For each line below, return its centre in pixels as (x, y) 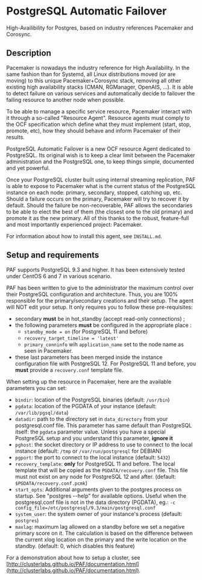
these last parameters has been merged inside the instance (89, 357)
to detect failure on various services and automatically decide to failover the (101, 93)
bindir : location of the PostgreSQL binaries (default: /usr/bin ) (92, 400)
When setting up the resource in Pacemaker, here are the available (89, 382)
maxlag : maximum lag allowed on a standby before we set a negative (100, 526)
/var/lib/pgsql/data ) (42, 412)
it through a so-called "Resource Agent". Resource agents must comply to (98, 118)
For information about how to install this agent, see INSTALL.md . (84, 236)
